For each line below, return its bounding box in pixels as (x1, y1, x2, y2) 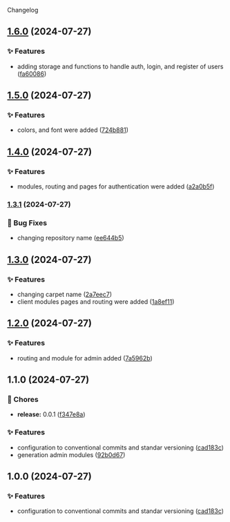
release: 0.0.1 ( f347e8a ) (17, 410, 86, 418)
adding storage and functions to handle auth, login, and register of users (17, 62, 224, 70)
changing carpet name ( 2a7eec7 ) (17, 290, 113, 298)
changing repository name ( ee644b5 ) (17, 234, 124, 242)
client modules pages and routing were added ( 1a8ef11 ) (17, 297, 175, 306)
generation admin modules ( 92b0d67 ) (17, 450, 126, 458)
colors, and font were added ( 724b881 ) (17, 126, 129, 134)
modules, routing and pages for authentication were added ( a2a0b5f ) (17, 182, 215, 191)
